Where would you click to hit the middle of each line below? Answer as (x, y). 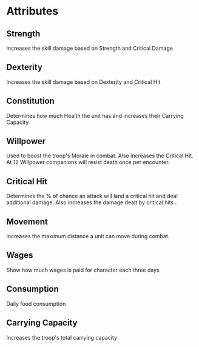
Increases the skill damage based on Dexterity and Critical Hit (83, 82)
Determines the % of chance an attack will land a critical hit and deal (92, 196)
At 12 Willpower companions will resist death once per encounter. (88, 162)
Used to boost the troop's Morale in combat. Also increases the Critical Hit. (100, 156)
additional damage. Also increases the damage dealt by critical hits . (92, 202)
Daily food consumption (36, 304)
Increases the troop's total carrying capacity (62, 337)
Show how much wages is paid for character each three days (83, 270)
